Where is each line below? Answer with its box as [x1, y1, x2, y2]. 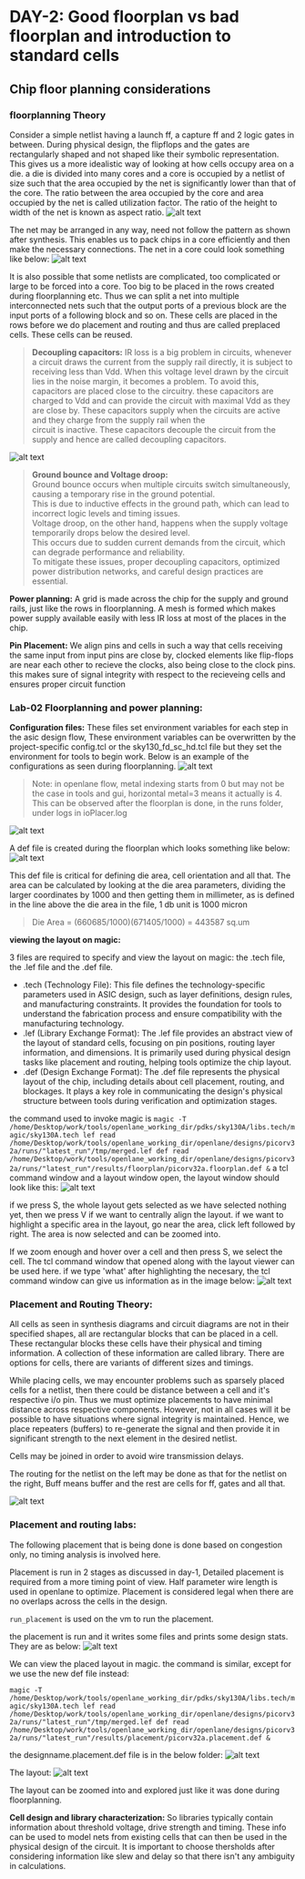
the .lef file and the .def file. [9, 962, 114, 973]
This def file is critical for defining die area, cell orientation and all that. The [9, 870, 291, 881]
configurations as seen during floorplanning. [9, 761, 177, 771]
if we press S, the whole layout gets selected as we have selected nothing [9, 1200, 287, 1210]
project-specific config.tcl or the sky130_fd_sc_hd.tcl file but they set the [9, 741, 282, 752]
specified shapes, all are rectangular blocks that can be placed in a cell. [9, 1328, 279, 1340]
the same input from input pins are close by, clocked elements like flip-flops [9, 649, 294, 660]
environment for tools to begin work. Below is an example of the [9, 751, 249, 762]
